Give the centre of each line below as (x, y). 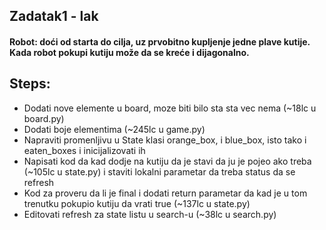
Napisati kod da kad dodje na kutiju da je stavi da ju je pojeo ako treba (167, 161)
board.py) (44, 118)
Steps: (30, 84)
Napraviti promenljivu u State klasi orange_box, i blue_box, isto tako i (165, 140)
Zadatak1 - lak (54, 16)
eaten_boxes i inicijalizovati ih (84, 150)
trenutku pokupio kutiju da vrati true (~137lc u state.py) (137, 203)
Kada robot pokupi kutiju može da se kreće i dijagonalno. (129, 52)
